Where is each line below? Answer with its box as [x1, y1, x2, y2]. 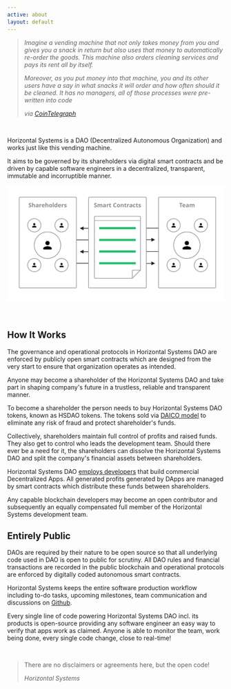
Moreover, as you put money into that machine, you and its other [23, 73, 209, 82]
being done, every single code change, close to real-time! [7, 634, 172, 643]
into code [46, 95, 72, 104]
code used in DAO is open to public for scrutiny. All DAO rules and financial [7, 555, 220, 564]
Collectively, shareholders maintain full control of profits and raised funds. [7, 432, 217, 440]
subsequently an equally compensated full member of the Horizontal [7, 502, 202, 511]
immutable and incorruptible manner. [7, 172, 112, 180]
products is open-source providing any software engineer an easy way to [7, 619, 216, 627]
